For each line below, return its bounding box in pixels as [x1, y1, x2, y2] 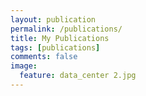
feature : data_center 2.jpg [19, 71, 137, 81]
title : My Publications [10, 33, 110, 43]
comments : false [10, 52, 78, 62]
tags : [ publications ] [10, 42, 101, 53]
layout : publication [10, 14, 97, 25]
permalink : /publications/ [10, 24, 123, 34]
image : [10, 61, 38, 71]
